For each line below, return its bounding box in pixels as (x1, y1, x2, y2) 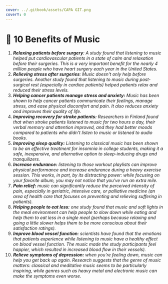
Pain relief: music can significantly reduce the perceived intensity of (12, 183, 154, 189)
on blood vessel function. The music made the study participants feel (12, 241, 156, 247)
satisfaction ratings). (12, 225, 56, 231)
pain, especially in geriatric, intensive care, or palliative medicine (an (12, 188, 155, 194)
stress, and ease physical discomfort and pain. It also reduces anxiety (12, 103, 158, 109)
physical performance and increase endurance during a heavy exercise (12, 167, 161, 173)
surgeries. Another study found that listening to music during (12, 76, 139, 82)
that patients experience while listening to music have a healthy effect (12, 236, 158, 242)
